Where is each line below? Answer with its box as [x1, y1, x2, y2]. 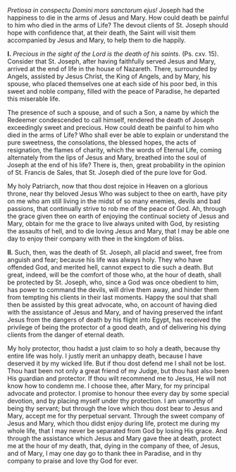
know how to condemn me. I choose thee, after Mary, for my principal [7, 382, 210, 390]
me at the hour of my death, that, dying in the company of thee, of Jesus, [7, 442, 220, 450]
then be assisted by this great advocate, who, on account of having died [7, 301, 217, 309]
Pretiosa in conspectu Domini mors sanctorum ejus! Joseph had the [7, 6, 204, 14]
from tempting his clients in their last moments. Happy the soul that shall [7, 293, 217, 301]
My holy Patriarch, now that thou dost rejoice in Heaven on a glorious [7, 182, 209, 190]
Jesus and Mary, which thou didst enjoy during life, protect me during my [7, 419, 221, 428]
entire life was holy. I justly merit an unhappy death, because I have [7, 352, 203, 360]
